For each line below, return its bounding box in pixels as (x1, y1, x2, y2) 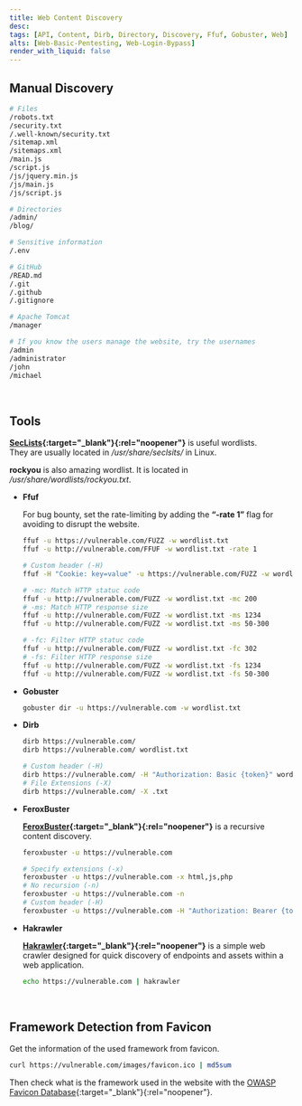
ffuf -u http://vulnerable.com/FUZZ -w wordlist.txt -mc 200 (22, 594, 258, 603)
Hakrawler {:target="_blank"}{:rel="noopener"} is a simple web (22, 940, 266, 950)
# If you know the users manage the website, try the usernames (9, 337, 256, 346)
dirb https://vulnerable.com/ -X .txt (22, 787, 169, 796)
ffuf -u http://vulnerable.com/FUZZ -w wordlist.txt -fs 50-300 (22, 669, 270, 678)
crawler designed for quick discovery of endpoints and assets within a (22, 950, 284, 960)
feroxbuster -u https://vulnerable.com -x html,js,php (22, 873, 233, 882)
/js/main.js (9, 180, 54, 189)
